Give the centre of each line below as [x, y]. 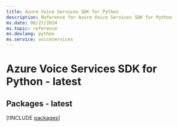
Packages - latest [39, 103]
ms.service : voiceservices [40, 39]
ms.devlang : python [30, 34]
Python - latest [44, 82]
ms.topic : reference [32, 28]
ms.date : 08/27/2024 [32, 23]
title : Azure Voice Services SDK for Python [62, 12]
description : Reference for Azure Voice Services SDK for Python [89, 17]
